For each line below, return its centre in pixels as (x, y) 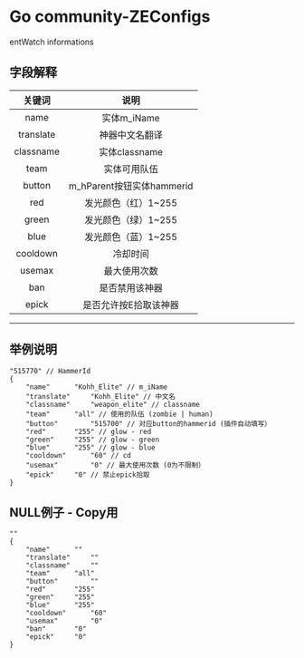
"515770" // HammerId (50, 371)
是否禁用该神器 (131, 287)
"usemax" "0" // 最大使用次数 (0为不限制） (115, 465)
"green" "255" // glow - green (93, 440)
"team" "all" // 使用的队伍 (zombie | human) (120, 414)
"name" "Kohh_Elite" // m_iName (97, 387)
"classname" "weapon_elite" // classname (113, 404)
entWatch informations (52, 42)
